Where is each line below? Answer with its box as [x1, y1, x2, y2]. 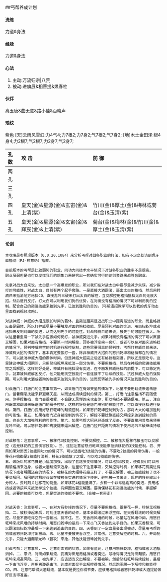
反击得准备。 [8, 573, 31, 578]
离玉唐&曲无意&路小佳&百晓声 [5, 107, 66, 113]
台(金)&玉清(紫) [92, 209, 129, 216]
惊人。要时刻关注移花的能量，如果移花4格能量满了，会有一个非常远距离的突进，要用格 [8, 481, 159, 486]
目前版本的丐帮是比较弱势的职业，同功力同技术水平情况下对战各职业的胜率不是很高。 [5, 268, 153, 273]
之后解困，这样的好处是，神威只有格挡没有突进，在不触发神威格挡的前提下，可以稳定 [8, 366, 157, 371]
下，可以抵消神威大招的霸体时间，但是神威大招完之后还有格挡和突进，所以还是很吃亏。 [5, 356, 157, 361]
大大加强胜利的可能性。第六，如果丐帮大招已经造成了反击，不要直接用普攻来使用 [19, 418, 161, 423]
